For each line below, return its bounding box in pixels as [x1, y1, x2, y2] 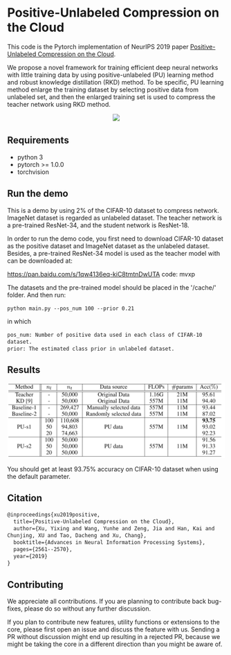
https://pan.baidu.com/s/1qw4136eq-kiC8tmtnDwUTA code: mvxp [7, 270, 196, 278]
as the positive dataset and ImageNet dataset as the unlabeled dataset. [7, 241, 210, 250]
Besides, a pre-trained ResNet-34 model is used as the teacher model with [7, 249, 221, 257]
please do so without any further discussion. [24, 604, 151, 613]
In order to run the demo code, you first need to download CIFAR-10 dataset [7, 234, 223, 243]
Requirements [7, 134, 69, 146]
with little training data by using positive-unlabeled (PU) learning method [7, 71, 214, 79]
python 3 [17, 152, 44, 161]
